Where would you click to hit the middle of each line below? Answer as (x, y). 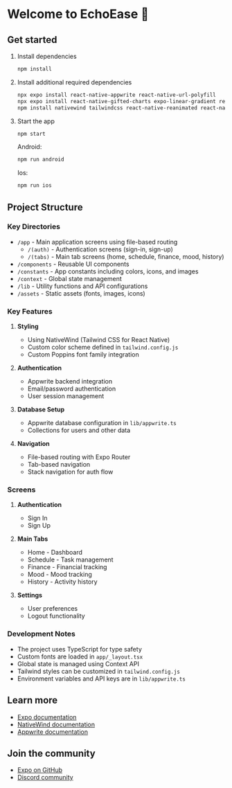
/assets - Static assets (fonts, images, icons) (81, 293)
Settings (30, 596)
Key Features (30, 311)
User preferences (53, 609)
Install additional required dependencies (74, 82)
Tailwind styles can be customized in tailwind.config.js (98, 671)
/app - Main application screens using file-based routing (97, 242)
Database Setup (41, 410)
